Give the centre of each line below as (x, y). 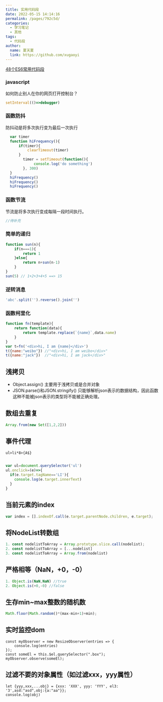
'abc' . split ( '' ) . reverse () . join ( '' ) (42, 300)
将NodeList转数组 (32, 533)
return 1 (32, 254)
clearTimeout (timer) (48, 150)
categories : (17, 23)
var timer (20, 137)
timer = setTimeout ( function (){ (56, 159)
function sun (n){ (23, 244)
